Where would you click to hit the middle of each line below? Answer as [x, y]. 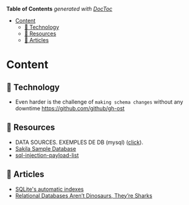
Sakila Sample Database [45, 148]
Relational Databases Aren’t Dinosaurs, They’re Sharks [84, 195]
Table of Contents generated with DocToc [59, 9]
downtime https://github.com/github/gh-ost [70, 108]
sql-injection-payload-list [47, 155]
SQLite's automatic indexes [49, 189]
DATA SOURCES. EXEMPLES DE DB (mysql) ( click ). [79, 142]
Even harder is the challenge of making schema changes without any [99, 102]
